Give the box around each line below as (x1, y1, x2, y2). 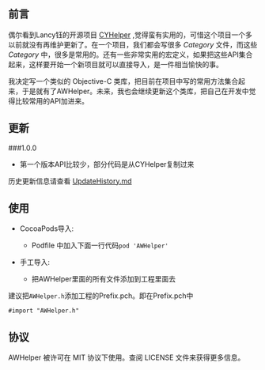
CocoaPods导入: (19, 224, 74, 233)
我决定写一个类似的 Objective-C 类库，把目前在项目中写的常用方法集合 (8, 76, 239, 85)
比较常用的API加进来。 (14, 96, 89, 105)
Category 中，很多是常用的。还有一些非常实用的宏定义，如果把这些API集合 (8, 50, 253, 59)
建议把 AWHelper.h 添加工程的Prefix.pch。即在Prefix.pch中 (8, 291, 194, 300)
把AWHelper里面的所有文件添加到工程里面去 (31, 274, 176, 284)
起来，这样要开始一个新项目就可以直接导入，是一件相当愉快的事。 (8, 59, 223, 69)
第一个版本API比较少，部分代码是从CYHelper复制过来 (19, 159, 195, 168)
